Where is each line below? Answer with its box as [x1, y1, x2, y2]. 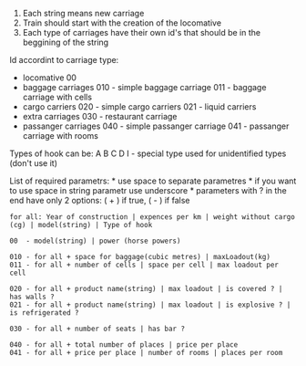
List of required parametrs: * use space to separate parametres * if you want [9, 175, 297, 186]
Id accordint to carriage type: [9, 55, 119, 65]
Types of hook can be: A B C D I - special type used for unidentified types [9, 148, 287, 159]
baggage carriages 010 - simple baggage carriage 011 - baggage [22, 82, 267, 92]
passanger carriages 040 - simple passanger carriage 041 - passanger [22, 120, 290, 131]
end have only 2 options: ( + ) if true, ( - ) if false [9, 195, 190, 205]
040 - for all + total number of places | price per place [9, 340, 239, 350]
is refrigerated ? [9, 308, 79, 318]
